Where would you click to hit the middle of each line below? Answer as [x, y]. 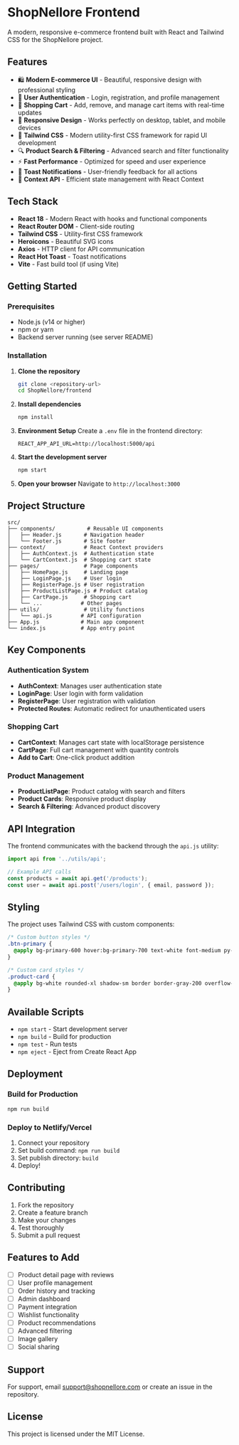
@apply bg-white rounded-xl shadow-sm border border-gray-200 [108, 983]
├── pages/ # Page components [73, 566]
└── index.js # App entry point [71, 628]
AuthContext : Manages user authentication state [90, 686]
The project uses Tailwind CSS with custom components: [91, 924]
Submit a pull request [49, 1235]
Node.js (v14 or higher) [51, 322]
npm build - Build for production [64, 1037]
